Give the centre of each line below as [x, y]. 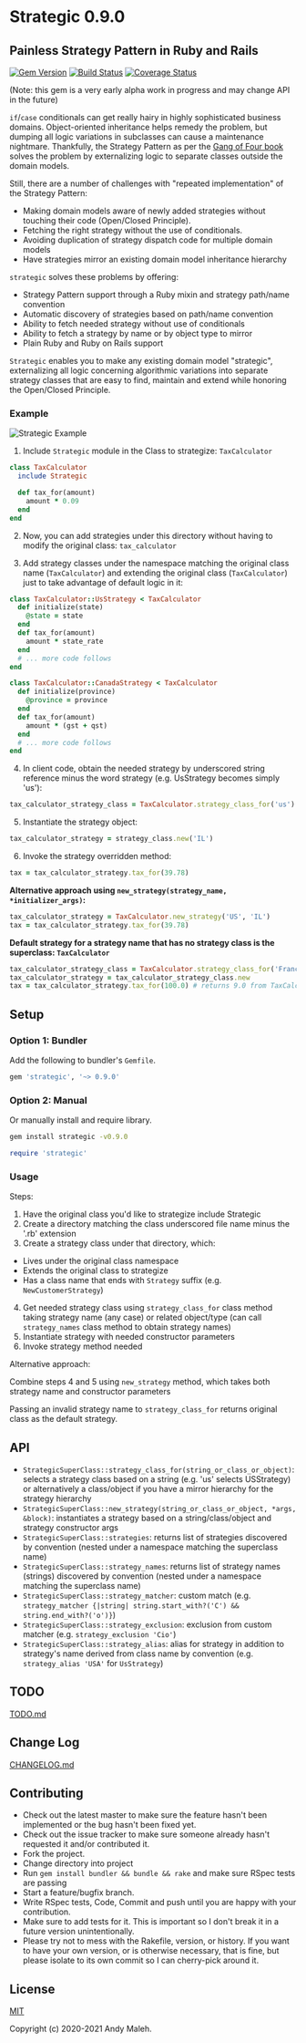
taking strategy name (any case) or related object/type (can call [142, 1317]
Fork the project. [54, 1854]
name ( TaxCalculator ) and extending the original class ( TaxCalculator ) [155, 573]
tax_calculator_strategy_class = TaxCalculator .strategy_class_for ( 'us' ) [153, 804]
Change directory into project [78, 1863]
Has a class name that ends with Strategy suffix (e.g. [122, 1281]
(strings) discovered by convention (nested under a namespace [142, 1576]
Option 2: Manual [49, 1100]
